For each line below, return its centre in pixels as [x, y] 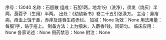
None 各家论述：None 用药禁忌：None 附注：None [58, 32]
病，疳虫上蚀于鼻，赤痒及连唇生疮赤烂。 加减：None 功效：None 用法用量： [84, 20]
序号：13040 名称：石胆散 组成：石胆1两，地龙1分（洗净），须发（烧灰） [79, 7]
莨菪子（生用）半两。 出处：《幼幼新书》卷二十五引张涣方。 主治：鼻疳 [86, 13]
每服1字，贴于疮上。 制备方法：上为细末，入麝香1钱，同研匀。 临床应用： [80, 26]
